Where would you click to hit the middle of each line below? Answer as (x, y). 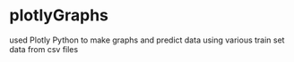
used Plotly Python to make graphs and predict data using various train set (147, 40)
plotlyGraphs (59, 15)
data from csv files (44, 49)
